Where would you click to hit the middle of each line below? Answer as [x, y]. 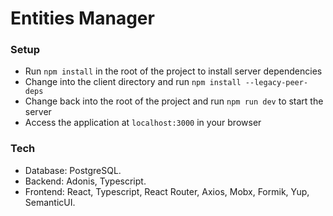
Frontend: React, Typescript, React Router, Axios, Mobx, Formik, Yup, [167, 191]
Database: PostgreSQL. [73, 170]
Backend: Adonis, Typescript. [85, 181]
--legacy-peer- [276, 83]
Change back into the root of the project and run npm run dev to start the [174, 101]
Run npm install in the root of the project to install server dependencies [173, 71]
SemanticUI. [50, 202]
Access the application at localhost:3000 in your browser [143, 123]
